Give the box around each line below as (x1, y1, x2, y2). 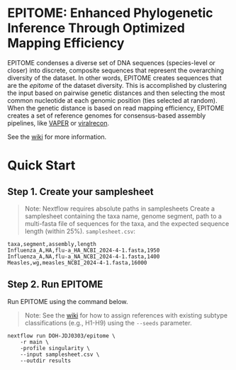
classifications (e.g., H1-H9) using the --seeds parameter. (24, 318, 193, 327)
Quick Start (7, 157, 76, 174)
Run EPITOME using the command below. (7, 297, 129, 305)
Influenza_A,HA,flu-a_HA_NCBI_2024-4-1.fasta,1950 (7, 247, 160, 254)
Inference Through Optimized (7, 20, 186, 36)
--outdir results (20, 357, 72, 364)
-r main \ (20, 338, 50, 345)
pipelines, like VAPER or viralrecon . (7, 118, 110, 127)
